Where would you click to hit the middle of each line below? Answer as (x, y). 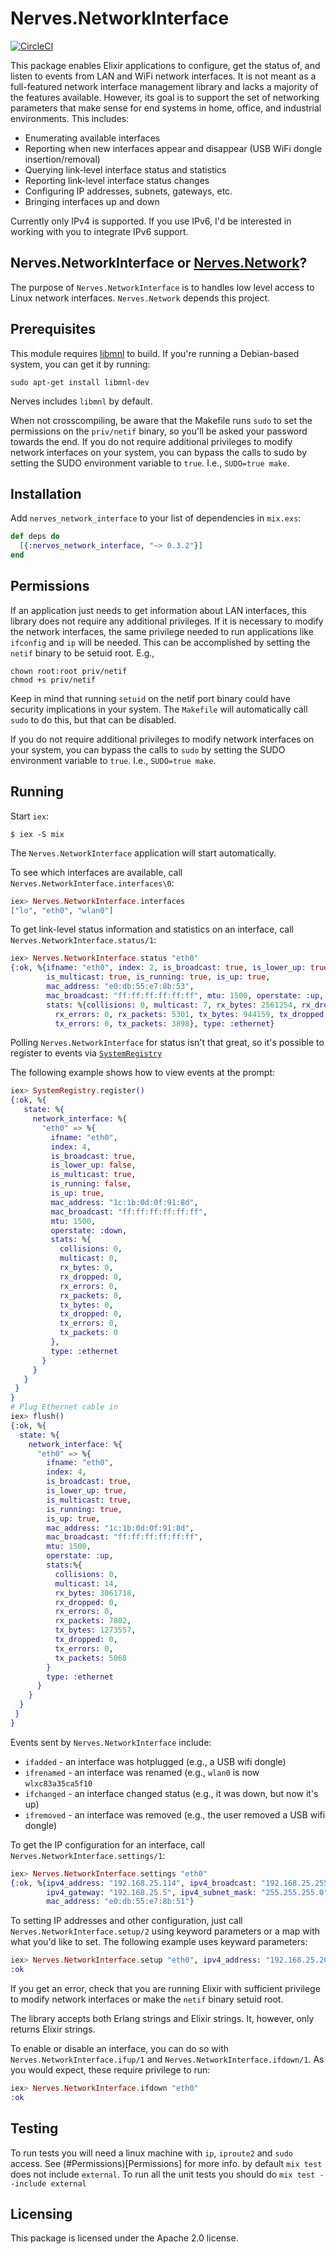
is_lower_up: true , (87, 1491)
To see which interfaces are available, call (96, 872)
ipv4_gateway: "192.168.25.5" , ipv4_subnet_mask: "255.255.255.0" (187, 1892)
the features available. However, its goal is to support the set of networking (165, 97)
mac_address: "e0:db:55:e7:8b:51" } (120, 1902)
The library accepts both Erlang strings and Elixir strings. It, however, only (162, 2018)
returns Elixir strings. (53, 2029)
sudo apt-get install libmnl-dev (80, 382)
